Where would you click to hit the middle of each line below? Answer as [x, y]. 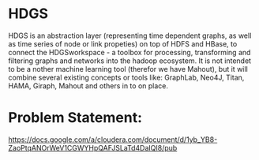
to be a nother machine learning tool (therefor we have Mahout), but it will [128, 69]
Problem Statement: [75, 118]
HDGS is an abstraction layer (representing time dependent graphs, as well [130, 35]
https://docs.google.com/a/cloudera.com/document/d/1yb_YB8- [113, 140]
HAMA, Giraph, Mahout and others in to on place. [88, 86]
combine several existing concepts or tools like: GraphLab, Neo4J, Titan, [126, 77]
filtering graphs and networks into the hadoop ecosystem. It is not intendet [129, 61]
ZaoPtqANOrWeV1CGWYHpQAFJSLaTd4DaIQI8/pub [93, 147]
